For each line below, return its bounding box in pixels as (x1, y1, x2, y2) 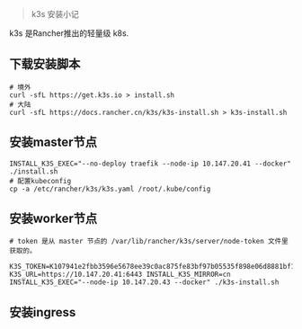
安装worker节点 (9, 211, 98, 227)
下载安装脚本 (9, 57, 81, 72)
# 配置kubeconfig (9, 176, 72, 185)
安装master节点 (9, 135, 97, 150)
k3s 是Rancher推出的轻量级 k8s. (9, 28, 129, 39)
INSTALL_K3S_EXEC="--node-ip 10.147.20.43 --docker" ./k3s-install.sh (9, 278, 280, 287)
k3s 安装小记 (31, 9, 79, 19)
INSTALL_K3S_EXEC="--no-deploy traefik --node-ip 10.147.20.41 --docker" (9, 159, 292, 168)
